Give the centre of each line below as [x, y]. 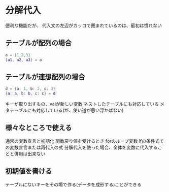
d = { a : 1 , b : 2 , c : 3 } [30, 89]
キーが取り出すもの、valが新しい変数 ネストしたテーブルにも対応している [82, 104]
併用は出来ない [30, 153]
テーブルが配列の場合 [39, 43]
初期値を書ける [29, 171]
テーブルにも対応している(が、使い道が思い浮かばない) [66, 110]
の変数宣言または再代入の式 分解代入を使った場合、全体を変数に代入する [81, 147]
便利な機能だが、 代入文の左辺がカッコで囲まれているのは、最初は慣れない [84, 25]
